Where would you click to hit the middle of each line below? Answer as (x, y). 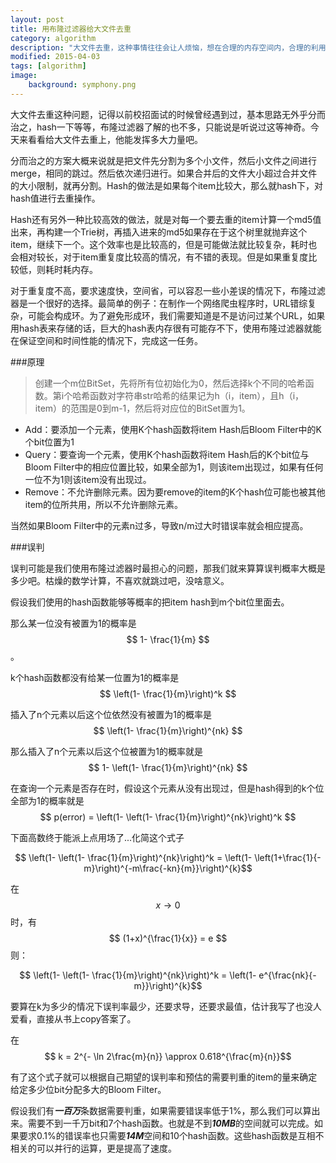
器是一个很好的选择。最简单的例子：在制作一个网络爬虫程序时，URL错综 (159, 303)
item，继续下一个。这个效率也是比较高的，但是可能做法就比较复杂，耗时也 (164, 244)
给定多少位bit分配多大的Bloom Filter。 (88, 1089)
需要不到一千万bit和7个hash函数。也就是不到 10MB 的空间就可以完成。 (171, 1123)
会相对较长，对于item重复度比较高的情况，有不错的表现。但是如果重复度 (159, 257)
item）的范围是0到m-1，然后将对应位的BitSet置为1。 (142, 408)
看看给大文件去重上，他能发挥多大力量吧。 (115, 139)
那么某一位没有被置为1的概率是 (73, 623)
